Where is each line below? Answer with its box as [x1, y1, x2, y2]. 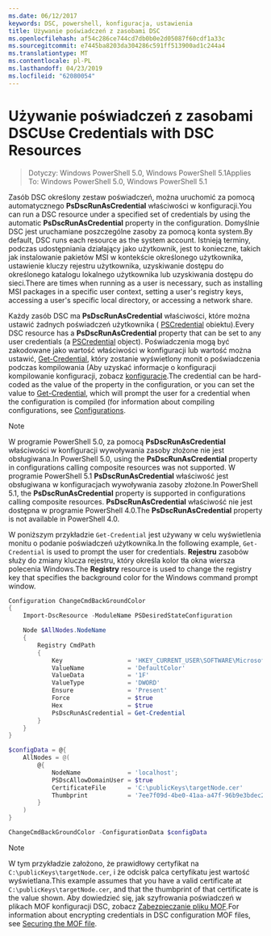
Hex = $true [51, 701, 153, 710]
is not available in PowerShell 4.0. [8, 514, 120, 524]
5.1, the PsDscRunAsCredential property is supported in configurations [8, 488, 246, 498]
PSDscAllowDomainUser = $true [51, 776, 153, 784]
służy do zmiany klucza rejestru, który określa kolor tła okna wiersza [8, 555, 236, 565]
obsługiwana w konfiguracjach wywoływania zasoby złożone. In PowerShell [8, 479, 258, 489]
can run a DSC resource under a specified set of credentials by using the [8, 209, 251, 219]
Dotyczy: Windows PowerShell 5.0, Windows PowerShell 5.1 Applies [27, 167, 252, 178]
